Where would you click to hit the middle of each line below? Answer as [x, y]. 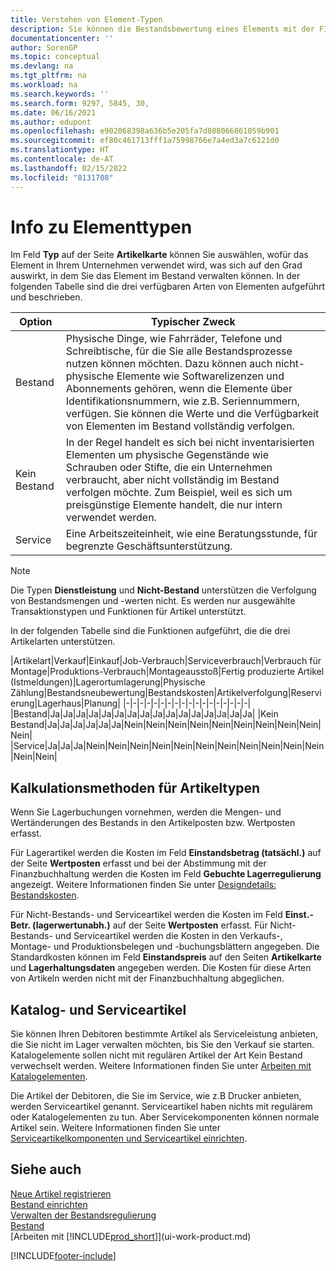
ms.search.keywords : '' [60, 94]
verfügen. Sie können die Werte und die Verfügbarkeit [192, 414]
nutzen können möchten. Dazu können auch [169, 364]
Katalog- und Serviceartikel [98, 1009]
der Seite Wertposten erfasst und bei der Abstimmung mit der [138, 863]
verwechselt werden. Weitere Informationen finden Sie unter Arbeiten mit [161, 1066]
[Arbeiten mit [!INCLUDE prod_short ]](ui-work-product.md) [131, 1236]
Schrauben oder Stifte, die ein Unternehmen [169, 468]
